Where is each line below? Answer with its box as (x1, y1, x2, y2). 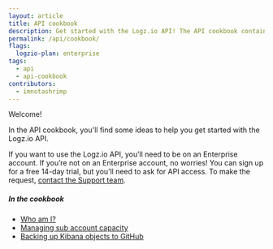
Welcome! (8, 109, 42, 119)
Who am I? (19, 214, 57, 224)
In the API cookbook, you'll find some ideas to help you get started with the (8, 125, 260, 135)
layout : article (8, 11, 63, 20)
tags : (8, 58, 27, 66)
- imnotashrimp (15, 87, 67, 96)
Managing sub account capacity (19, 223, 128, 233)
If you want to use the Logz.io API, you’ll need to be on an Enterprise (8, 149, 238, 159)
